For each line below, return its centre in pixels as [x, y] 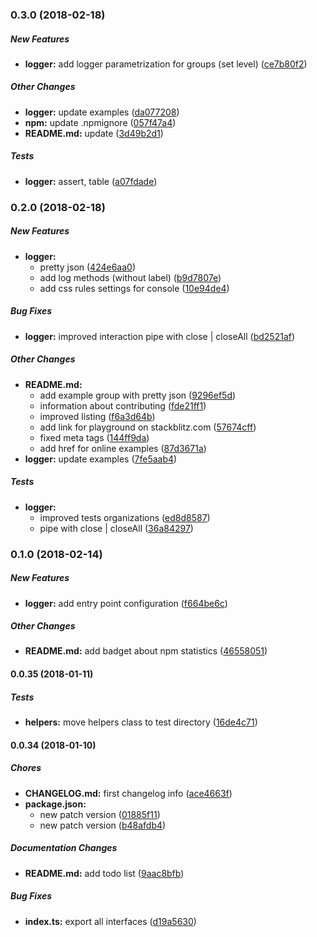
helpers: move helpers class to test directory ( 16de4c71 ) [141, 722]
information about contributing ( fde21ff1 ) [123, 405]
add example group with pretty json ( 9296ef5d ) [138, 395]
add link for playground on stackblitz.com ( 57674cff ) [148, 427]
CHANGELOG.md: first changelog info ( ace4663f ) [128, 793]
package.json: [55, 804]
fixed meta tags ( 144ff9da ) [94, 437]
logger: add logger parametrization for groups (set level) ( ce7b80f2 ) [166, 64]
